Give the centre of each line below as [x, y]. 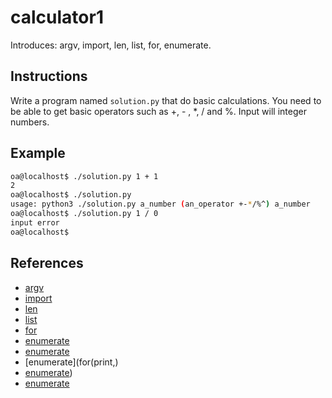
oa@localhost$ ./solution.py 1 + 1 [84, 176]
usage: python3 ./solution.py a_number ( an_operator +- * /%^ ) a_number [160, 204]
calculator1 [57, 17]
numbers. [30, 122]
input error [35, 222]
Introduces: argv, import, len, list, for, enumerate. [111, 45]
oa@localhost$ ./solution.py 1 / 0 [84, 214]
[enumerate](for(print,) [71, 362]
